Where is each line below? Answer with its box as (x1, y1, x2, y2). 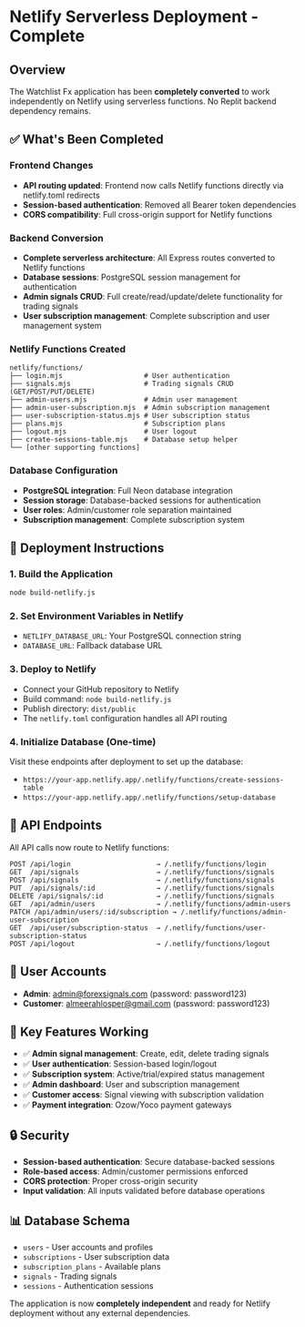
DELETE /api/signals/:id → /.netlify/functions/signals (9, 891, 275, 901)
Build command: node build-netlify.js (22, 693, 172, 704)
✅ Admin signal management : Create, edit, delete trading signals (22, 1048, 269, 1059)
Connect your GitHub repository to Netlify (22, 683, 179, 694)
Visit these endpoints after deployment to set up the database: (9, 756, 244, 767)
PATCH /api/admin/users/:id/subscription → (9, 907, 178, 916)
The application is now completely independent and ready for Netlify (9, 1298, 271, 1309)
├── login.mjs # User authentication (9, 372, 230, 381)
